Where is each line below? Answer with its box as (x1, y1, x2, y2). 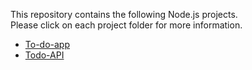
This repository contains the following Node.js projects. (10, 9, 238, 20)
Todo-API (24, 49, 65, 61)
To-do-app (24, 39, 70, 50)
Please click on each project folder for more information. (10, 19, 243, 31)
